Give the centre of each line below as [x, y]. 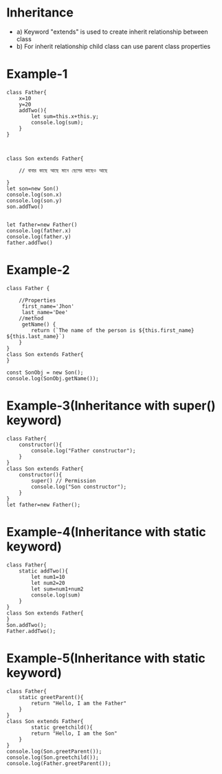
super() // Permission [64, 480]
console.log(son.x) [34, 195]
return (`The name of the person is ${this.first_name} [113, 330]
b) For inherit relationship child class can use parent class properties [113, 46]
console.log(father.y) [39, 236]
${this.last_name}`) [36, 336]
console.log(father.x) [39, 231]
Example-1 [37, 74]
